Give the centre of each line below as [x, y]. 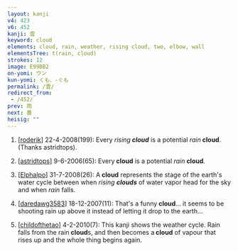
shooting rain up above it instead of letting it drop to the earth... [110, 211]
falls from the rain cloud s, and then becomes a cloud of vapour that [117, 232]
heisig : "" [23, 119]
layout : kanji [28, 14]
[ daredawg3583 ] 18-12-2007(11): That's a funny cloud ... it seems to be [121, 203]
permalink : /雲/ [31, 87]
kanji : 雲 [21, 34]
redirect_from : [30, 93]
